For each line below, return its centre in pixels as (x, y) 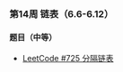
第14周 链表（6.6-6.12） (61, 13)
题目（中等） (33, 36)
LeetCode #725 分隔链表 (68, 59)
